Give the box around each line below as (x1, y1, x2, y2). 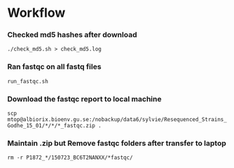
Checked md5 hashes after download (7, 30, 137, 40)
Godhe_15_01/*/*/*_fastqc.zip (7, 122, 96, 129)
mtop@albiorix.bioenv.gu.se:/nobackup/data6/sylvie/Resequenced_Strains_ (7, 116, 228, 123)
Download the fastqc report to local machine (7, 94, 162, 104)
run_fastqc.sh (7, 78, 49, 85)
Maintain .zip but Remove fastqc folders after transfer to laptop (7, 139, 226, 148)
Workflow (7, 5, 66, 21)
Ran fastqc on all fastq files (7, 62, 102, 71)
